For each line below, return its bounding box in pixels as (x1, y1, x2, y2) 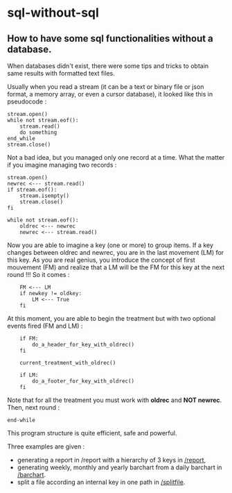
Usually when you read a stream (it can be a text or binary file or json (7, 83, 204, 91)
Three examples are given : (7, 442, 85, 451)
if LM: (19, 371, 39, 378)
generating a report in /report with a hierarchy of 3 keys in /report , (17, 456, 206, 464)
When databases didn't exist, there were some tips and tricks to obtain (7, 62, 209, 70)
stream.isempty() (19, 192, 70, 199)
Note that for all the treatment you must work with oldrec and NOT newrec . (7, 396, 222, 404)
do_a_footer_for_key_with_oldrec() (32, 378, 135, 385)
